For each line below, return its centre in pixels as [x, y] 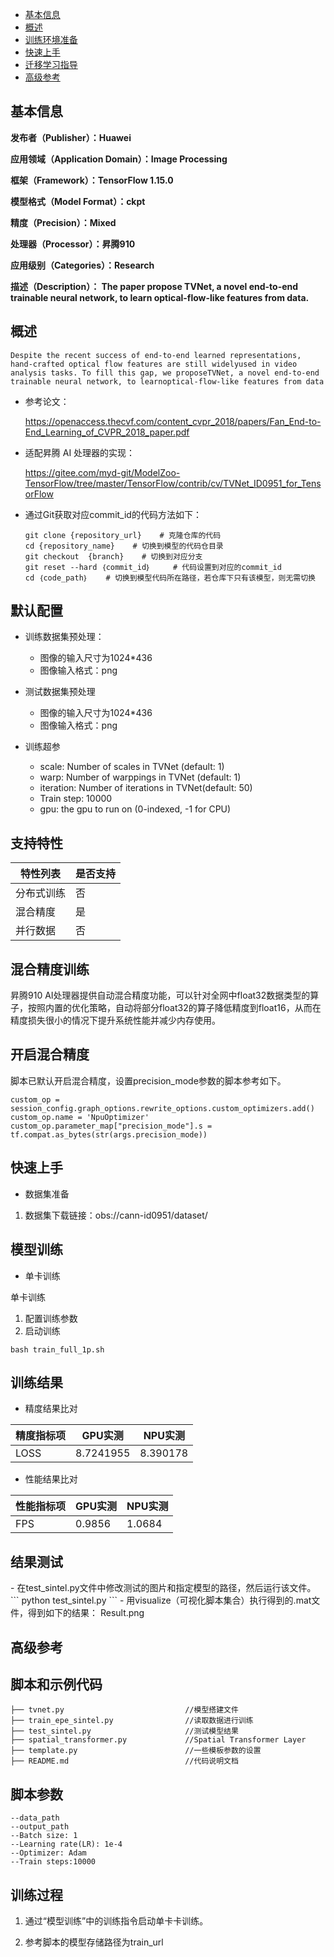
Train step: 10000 [76, 799]
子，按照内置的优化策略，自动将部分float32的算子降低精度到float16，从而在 [166, 1008]
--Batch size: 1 [44, 1836]
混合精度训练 [50, 969]
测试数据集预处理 [60, 692]
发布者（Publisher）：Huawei [71, 137]
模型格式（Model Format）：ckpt [78, 201]
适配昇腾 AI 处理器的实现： [80, 452]
